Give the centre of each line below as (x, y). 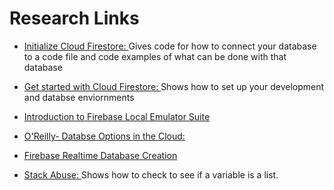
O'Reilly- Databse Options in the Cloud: (104, 136)
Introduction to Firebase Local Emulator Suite (117, 116)
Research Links (74, 18)
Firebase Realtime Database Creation (100, 155)
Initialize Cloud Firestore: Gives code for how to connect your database (170, 46)
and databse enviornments (79, 97)
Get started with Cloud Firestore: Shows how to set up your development (174, 86)
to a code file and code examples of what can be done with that (155, 56)
